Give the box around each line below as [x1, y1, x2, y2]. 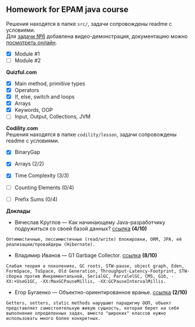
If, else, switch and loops [14, 93, 75, 100]
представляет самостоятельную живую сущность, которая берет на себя [6, 305, 180, 311]
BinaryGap [14, 149, 40, 156]
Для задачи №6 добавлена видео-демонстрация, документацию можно [6, 32, 188, 40]
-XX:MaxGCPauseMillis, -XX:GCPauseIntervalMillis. [40, 278, 166, 284]
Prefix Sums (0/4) [14, 196, 58, 203]
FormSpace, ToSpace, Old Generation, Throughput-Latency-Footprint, [6, 268, 177, 274]
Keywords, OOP [14, 107, 53, 114]
